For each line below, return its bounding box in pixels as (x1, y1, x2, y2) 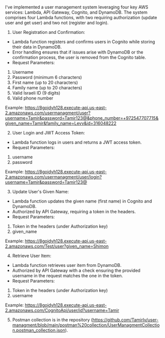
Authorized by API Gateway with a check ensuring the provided (12, 267, 141, 273)
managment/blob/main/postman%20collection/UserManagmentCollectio (12, 322, 160, 328)
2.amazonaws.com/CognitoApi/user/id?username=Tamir (5, 308, 119, 313)
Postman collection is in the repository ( (12, 317, 93, 323)
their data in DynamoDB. (12, 44, 62, 50)
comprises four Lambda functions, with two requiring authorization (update (5, 15, 157, 20)
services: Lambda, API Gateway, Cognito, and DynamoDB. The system (5, 9, 148, 15)
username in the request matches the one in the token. (12, 273, 123, 279)
